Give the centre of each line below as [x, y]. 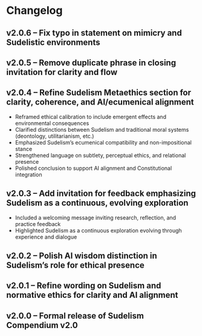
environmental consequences [52, 123]
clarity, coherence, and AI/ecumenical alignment [100, 102]
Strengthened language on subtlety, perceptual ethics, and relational [100, 155]
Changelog [34, 11]
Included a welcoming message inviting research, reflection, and [96, 218]
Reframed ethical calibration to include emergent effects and [90, 117]
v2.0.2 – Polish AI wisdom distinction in [82, 255]
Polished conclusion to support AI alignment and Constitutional [93, 168]
